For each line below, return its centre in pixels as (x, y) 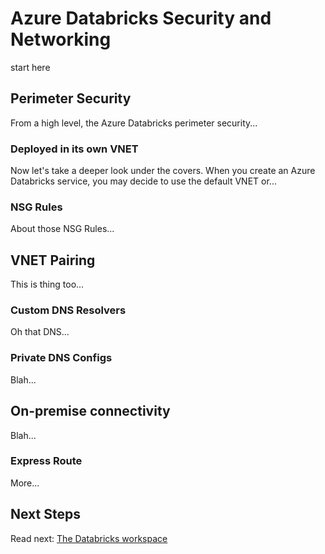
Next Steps (45, 514)
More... (25, 483)
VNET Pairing (53, 260)
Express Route (46, 461)
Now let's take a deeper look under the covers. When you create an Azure (163, 171)
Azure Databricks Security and (141, 18)
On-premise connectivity (90, 411)
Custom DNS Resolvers (68, 310)
